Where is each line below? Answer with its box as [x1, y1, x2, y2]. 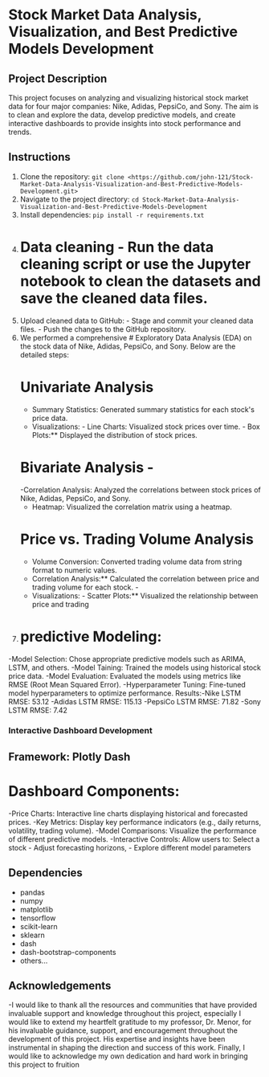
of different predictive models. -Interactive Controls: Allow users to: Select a [8, 834, 260, 844]
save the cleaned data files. [19, 289, 209, 307]
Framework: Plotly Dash [8, 749, 131, 764]
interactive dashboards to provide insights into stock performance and [8, 119, 241, 128]
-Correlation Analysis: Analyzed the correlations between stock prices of [19, 484, 261, 495]
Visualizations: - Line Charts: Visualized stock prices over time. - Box [31, 422, 261, 431]
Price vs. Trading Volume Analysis [19, 530, 255, 548]
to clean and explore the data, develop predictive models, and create [8, 110, 236, 120]
